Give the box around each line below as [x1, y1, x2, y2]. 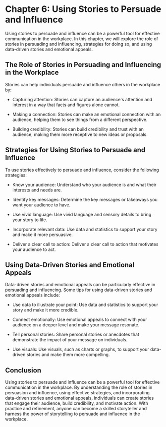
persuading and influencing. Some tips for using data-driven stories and [5, 287, 152, 293]
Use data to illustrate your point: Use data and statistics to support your [12, 302, 159, 308]
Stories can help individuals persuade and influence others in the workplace [5, 81, 161, 87]
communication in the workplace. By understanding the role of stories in [5, 384, 153, 390]
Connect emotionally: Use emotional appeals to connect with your [12, 316, 147, 323]
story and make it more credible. [12, 307, 79, 313]
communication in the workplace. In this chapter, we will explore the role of [5, 36, 159, 42]
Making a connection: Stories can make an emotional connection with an [12, 111, 161, 117]
